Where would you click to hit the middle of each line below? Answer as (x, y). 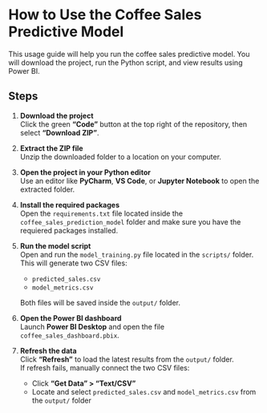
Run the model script (55, 245)
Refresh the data (49, 350)
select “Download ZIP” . (59, 132)
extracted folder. (47, 189)
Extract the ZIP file (51, 148)
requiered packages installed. (69, 230)
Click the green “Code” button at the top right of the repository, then (133, 124)
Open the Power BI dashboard (71, 318)
